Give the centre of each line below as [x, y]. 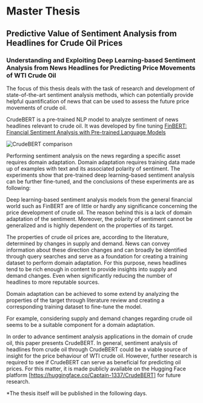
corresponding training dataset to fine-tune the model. [74, 306]
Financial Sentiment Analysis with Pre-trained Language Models [86, 132]
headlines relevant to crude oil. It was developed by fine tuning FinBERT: [97, 126]
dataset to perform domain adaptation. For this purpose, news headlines [96, 263]
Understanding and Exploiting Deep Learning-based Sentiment [101, 60]
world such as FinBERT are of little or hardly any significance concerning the [102, 206]
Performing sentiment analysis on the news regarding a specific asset [93, 156]
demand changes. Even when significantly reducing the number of [89, 275]
